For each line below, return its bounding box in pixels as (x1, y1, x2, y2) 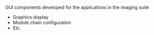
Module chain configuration (12, 20, 71, 25)
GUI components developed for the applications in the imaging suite (5, 5, 149, 10)
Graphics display (12, 14, 49, 20)
